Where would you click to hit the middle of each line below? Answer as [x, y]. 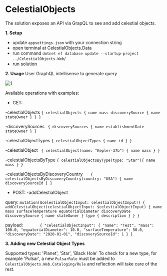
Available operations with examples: [42, 93]
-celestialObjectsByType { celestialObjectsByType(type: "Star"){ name [80, 160]
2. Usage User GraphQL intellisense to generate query [61, 73]
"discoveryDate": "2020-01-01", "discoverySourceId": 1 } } [69, 234]
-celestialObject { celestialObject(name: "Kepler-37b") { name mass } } [82, 150]
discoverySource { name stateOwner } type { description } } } [72, 216]
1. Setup [14, 33]
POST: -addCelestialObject [40, 192]
